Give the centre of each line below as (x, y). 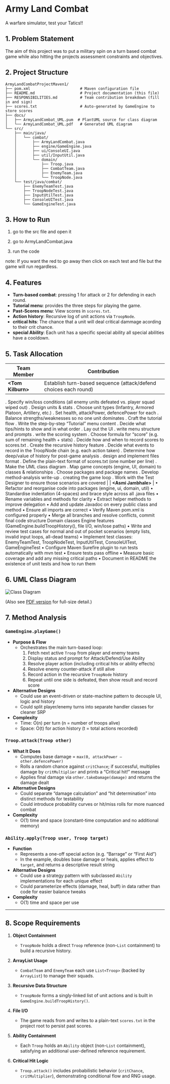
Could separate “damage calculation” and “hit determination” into (88, 793)
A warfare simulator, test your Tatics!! (44, 23)
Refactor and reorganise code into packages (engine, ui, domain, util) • (79, 488)
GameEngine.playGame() (33, 632)
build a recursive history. (46, 951)
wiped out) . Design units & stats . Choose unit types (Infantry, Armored (80, 407)
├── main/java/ (30, 133)
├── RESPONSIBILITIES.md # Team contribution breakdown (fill (82, 97)
